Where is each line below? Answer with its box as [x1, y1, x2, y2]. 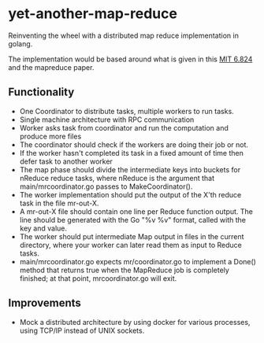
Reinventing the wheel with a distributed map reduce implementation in [8, 31, 239, 40]
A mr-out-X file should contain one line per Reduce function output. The [19, 206, 254, 216]
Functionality [8, 86, 75, 99]
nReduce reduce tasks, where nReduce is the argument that [19, 173, 215, 183]
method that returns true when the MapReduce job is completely [19, 265, 230, 275]
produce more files [19, 131, 82, 141]
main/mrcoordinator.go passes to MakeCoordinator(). [19, 182, 193, 191]
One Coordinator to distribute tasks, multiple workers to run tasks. [19, 106, 234, 116]
